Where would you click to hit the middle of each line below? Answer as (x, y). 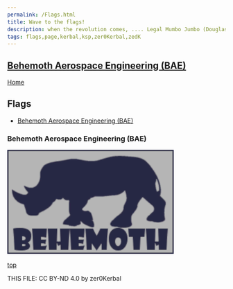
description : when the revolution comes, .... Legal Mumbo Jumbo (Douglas (118, 29)
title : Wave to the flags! (46, 22)
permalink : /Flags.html (42, 15)
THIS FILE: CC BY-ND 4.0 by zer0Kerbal (64, 279)
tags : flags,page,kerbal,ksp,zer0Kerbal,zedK (74, 37)
